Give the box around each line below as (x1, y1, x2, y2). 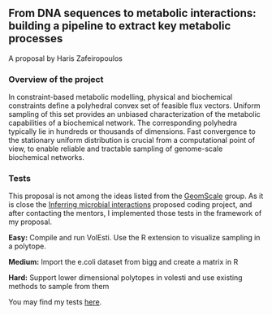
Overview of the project (8, 73, 104, 84)
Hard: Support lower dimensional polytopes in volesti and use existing (8, 273, 243, 283)
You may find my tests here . (8, 297, 102, 307)
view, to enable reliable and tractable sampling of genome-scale (8, 144, 223, 153)
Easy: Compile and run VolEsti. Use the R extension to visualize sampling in (8, 233, 261, 243)
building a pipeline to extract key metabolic (8, 19, 231, 33)
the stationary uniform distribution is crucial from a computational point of (8, 136, 256, 145)
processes (8, 32, 63, 45)
